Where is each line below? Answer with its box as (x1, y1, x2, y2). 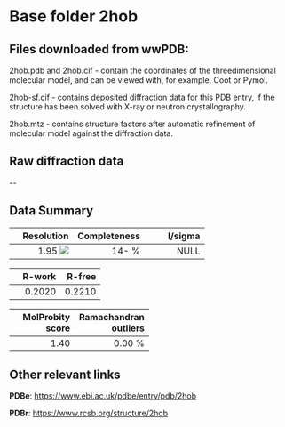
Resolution (22, 230, 69, 242)
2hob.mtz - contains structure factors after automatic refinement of (9, 118, 256, 129)
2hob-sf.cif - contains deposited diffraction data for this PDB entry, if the (9, 92, 275, 102)
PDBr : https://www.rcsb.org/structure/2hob (9, 407, 169, 419)
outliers (111, 322, 145, 334)
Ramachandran (78, 310, 145, 323)
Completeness (76, 230, 140, 242)
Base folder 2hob (9, 6, 139, 27)
